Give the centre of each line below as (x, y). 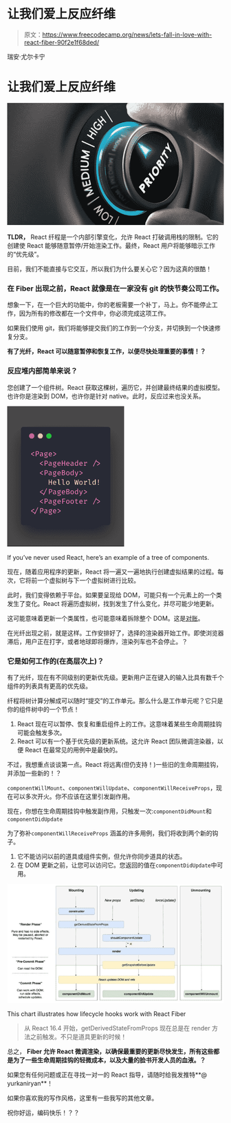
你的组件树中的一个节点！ (43, 710)
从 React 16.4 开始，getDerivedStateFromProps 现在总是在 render (117, 1028)
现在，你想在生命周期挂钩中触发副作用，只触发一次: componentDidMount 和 (109, 811)
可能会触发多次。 (41, 733)
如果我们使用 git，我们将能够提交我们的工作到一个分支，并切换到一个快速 (111, 328)
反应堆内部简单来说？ (42, 371)
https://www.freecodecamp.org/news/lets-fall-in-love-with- (127, 35)
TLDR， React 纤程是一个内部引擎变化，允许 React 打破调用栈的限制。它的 (113, 237)
